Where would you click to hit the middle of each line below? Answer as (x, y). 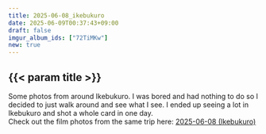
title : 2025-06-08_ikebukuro (56, 15)
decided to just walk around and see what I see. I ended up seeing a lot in (129, 105)
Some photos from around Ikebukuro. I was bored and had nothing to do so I (133, 96)
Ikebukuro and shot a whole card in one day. (81, 113)
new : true (25, 45)
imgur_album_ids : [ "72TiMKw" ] (58, 38)
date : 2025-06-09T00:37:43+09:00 (64, 23)
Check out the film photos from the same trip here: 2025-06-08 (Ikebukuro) (132, 121)
